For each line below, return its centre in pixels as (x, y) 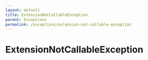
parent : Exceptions (26, 19)
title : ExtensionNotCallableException (47, 15)
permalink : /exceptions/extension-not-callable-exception (68, 24)
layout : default (23, 10)
